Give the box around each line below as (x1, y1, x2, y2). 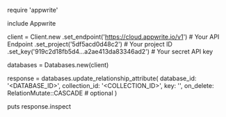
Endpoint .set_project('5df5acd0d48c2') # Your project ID (7, 40, 172, 48)
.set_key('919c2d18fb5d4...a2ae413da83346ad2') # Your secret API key (7, 48, 213, 55)
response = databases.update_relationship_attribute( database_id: (7, 74, 197, 82)
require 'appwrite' (7, 6, 58, 14)
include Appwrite (7, 19, 56, 27)
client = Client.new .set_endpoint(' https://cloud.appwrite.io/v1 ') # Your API (7, 33, 220, 41)
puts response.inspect (7, 102, 72, 110)
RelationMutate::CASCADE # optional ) (7, 89, 118, 97)
